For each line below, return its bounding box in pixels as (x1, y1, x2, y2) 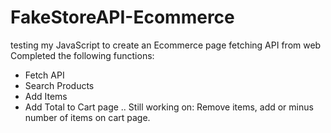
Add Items (24, 90, 68, 102)
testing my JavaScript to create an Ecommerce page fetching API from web (10, 39, 322, 51)
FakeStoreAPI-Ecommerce (10, 6, 235, 29)
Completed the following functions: (10, 49, 155, 61)
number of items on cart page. (24, 111, 151, 123)
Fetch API (24, 69, 65, 81)
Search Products (24, 79, 95, 91)
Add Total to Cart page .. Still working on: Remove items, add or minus (24, 101, 314, 113)
